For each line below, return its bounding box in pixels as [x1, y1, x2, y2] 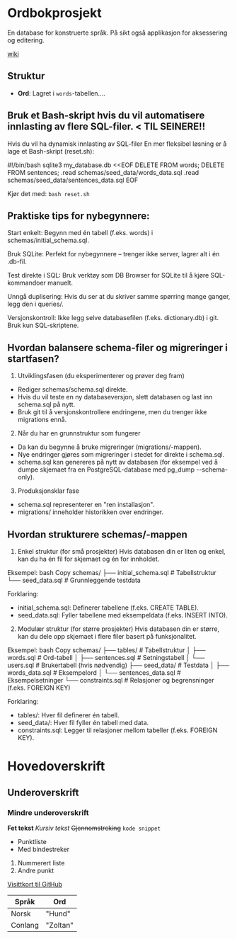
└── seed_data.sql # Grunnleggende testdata [7, 576, 141, 584]
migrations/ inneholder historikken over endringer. [17, 508, 164, 516]
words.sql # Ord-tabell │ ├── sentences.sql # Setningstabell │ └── [7, 654, 205, 661]
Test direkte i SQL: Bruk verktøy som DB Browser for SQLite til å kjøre [7, 271, 209, 280]
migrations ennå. [17, 416, 67, 424]
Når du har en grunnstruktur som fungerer [17, 429, 141, 438]
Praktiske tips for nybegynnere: [7, 210, 150, 222]
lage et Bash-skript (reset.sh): [7, 147, 94, 155]
